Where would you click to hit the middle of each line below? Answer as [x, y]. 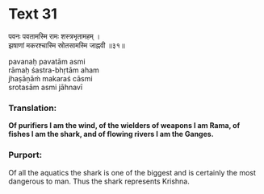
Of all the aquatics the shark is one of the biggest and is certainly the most [132, 172]
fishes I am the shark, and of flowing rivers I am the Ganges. [111, 134]
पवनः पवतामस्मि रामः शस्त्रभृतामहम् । [54, 36]
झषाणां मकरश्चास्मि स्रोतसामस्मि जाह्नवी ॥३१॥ [67, 45]
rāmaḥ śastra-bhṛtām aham [54, 70]
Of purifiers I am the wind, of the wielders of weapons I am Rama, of [124, 126]
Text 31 [33, 14]
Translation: [33, 108]
